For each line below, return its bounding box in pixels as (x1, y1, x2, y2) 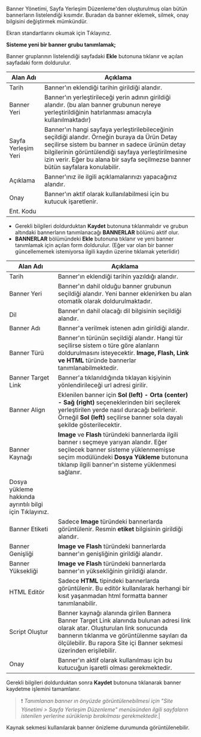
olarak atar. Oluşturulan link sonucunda (57, 624, 168, 632)
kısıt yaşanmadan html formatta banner (57, 592, 168, 600)
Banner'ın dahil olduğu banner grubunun (57, 282, 172, 290)
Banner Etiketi (9, 525, 48, 533)
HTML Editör (9, 588, 45, 596)
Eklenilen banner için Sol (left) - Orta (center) (57, 391, 188, 399)
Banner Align (9, 406, 46, 414)
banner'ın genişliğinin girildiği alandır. (57, 550, 163, 558)
